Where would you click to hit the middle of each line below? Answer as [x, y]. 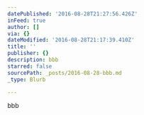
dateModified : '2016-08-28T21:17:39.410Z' [71, 40]
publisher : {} [28, 54]
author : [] [23, 27]
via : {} [19, 34]
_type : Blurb [27, 79]
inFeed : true [27, 20]
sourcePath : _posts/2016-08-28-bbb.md [65, 73]
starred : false [30, 66]
